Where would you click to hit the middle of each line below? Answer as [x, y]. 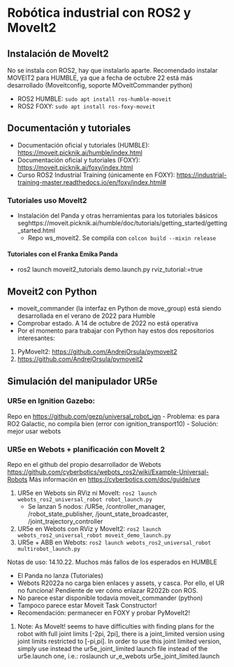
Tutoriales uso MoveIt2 [47, 200]
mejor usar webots [34, 431]
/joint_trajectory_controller [65, 521]
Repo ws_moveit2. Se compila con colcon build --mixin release [122, 238]
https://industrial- [202, 175]
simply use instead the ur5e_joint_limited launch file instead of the [112, 649]
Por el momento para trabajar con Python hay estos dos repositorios [116, 331]
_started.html [36, 231]
